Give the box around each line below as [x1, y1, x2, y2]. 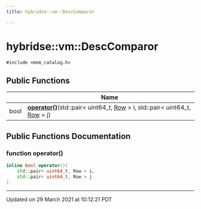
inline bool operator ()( [6, 162, 68, 169]
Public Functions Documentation [6, 131, 131, 141]
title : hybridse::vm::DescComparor [6, 8, 95, 15]
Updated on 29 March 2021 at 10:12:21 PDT [6, 195, 112, 203]
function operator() [6, 149, 63, 157]
